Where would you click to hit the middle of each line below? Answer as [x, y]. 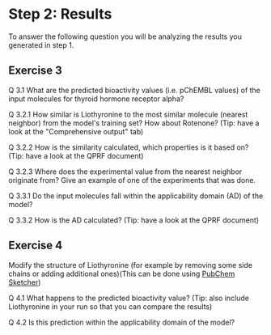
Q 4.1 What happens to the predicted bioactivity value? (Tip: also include [129, 298]
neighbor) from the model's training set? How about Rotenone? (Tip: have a [134, 123]
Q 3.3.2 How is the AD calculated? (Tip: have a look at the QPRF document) [134, 220]
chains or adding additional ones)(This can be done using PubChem [122, 274]
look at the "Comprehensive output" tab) [76, 131]
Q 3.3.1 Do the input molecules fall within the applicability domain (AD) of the [136, 196]
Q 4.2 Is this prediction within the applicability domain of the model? [122, 322]
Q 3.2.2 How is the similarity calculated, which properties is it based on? [129, 147]
